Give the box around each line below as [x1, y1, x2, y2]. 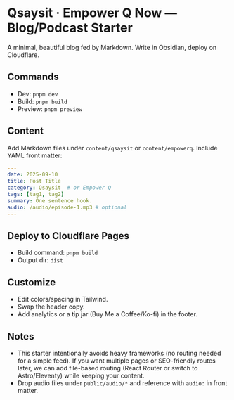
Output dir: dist [17, 256, 63, 264]
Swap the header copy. [17, 302, 85, 311]
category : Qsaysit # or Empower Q [7, 184, 112, 191]
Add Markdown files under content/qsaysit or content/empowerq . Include [7, 143, 218, 152]
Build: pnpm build [17, 97, 68, 105]
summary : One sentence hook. [7, 197, 93, 205]
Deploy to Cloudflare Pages [7, 230, 130, 242]
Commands [7, 71, 60, 83]
